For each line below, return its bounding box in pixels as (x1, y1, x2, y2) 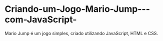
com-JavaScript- (4, 14, 77, 25)
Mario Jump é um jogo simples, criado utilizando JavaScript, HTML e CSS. (4, 30, 158, 36)
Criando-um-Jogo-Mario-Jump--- (4, 3, 150, 15)
